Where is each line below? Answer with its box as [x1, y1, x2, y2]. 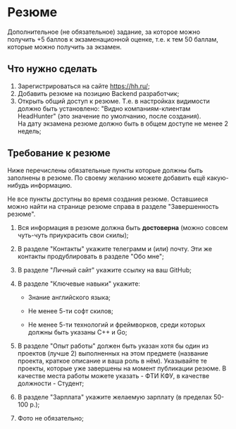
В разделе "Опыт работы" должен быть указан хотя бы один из [17, 342, 209, 350]
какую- [206, 174, 229, 182]
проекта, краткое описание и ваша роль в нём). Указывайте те [17, 356, 208, 365]
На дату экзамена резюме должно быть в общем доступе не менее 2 [17, 119, 229, 128]
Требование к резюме [7, 147, 111, 159]
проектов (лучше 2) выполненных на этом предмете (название [17, 349, 209, 357]
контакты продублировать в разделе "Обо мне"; [17, 252, 164, 260]
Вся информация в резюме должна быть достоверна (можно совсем [17, 223, 228, 231]
